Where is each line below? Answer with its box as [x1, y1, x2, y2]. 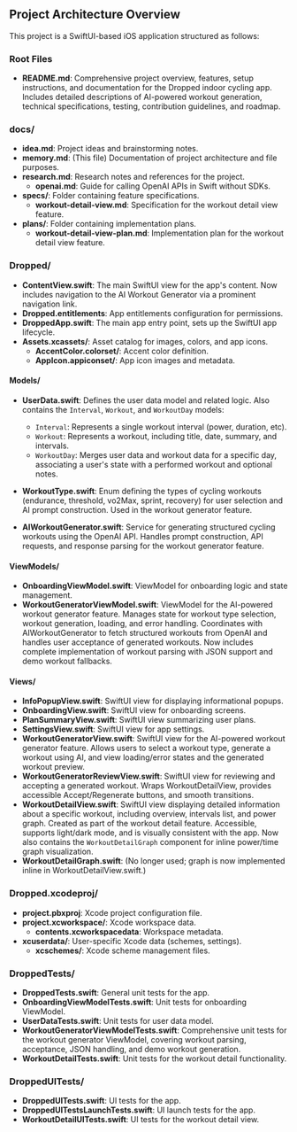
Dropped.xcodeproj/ [9, 888, 99, 900]
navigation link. [21, 299, 78, 309]
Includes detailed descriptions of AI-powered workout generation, [21, 92, 263, 103]
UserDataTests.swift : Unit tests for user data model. [21, 1015, 214, 1026]
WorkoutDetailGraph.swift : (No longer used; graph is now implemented [21, 856, 286, 866]
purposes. [21, 162, 60, 173]
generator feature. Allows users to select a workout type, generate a [21, 743, 271, 754]
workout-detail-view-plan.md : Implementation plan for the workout [34, 228, 285, 238]
